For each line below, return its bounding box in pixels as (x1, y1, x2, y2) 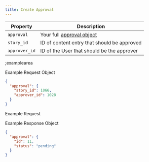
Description (76, 23, 105, 30)
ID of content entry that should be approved (40, 39, 142, 46)
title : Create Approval (5, 7, 54, 12)
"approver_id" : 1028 (14, 93, 56, 97)
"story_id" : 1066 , (14, 88, 52, 93)
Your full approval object (40, 31, 97, 38)
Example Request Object (5, 69, 55, 75)
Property (10, 23, 33, 30)
